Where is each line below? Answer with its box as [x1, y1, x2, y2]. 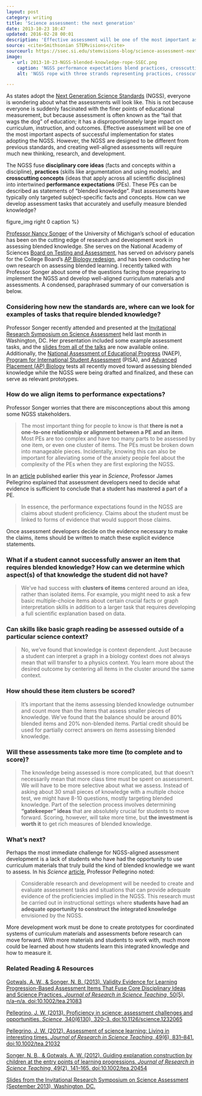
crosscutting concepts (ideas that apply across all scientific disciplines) [6, 174, 186, 182]
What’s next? [6, 835, 46, 843]
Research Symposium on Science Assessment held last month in [6, 330, 167, 338]
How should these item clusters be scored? [6, 687, 135, 695]
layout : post [6, 8, 39, 15]
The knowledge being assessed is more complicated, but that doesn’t [20, 769, 194, 776]
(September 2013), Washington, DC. [6, 1082, 96, 1089]
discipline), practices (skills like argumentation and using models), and [6, 168, 182, 176]
